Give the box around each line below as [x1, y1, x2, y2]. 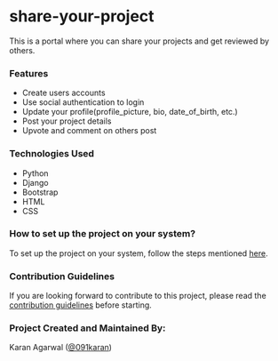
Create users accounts [21, 87, 106, 99]
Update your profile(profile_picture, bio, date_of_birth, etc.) [21, 107, 238, 117]
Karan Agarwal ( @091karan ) [9, 342, 113, 353]
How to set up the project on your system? [9, 228, 196, 240]
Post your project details [21, 116, 112, 126]
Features [9, 67, 49, 79]
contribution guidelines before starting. [9, 300, 153, 310]
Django [21, 177, 49, 188]
